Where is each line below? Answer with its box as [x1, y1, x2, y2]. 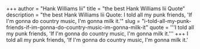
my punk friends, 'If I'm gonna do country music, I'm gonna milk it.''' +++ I [6, 30, 189, 37]
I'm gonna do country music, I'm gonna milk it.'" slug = [6, 18, 140, 24]
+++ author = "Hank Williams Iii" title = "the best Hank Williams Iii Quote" [6, 5, 186, 12]
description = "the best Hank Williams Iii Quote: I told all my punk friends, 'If [6, 11, 192, 18]
